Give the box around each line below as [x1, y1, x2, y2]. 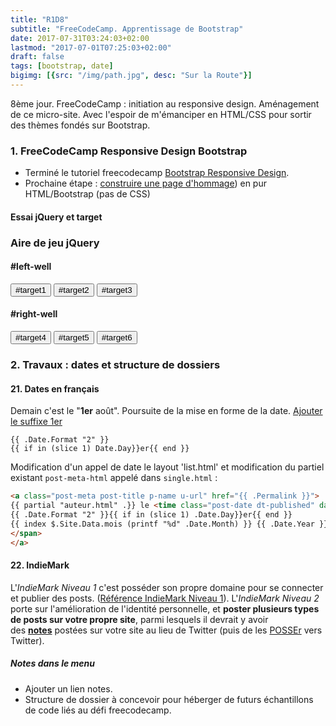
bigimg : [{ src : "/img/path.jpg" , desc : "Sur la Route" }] [10, 71, 253, 81]
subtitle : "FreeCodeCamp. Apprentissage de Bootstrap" [10, 24, 244, 34]
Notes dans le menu [10, 657, 96, 670]
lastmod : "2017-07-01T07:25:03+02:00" [10, 42, 172, 53]
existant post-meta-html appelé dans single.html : [10, 472, 218, 484]
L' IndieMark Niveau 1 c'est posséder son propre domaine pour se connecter [10, 581, 324, 593]
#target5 [58, 332, 90, 343]
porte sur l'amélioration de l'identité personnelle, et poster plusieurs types [10, 602, 320, 615]
